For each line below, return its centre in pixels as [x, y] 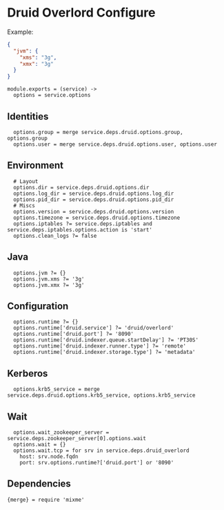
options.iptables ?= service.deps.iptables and [83, 224]
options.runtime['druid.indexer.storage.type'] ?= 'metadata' [104, 352]
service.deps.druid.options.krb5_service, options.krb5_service [101, 395]
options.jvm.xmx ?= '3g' [49, 285]
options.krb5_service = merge [57, 389]
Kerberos [28, 374]
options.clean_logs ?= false [55, 236]
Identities [28, 116]
